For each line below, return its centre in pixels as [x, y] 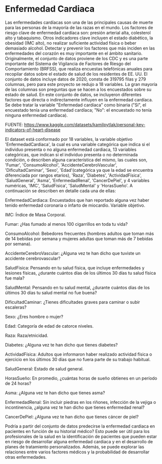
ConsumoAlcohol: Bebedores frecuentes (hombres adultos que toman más [80, 233]
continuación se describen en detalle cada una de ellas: [60, 191]
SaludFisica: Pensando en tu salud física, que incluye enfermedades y [75, 267]
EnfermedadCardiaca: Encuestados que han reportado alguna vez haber [77, 200]
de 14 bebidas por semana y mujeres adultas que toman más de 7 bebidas [79, 238]
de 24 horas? [18, 383]
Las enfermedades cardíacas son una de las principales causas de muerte [79, 22]
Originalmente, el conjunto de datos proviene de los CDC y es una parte [77, 58]
